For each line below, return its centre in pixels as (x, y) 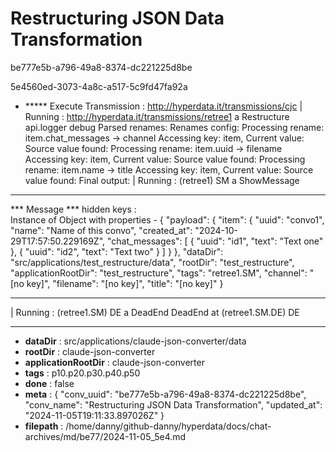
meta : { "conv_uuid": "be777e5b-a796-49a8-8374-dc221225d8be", (165, 394)
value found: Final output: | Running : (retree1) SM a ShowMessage (162, 180)
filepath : (44, 426)
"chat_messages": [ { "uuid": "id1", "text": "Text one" (215, 241)
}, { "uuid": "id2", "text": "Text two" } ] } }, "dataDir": (117, 251)
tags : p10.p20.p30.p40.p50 (82, 373)
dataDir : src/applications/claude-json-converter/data (135, 341)
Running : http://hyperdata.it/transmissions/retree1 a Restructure (157, 116)
